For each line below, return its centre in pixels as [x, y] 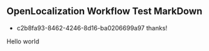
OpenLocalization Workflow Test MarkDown [104, 11]
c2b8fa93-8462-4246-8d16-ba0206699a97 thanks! [92, 28]
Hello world [23, 41]
